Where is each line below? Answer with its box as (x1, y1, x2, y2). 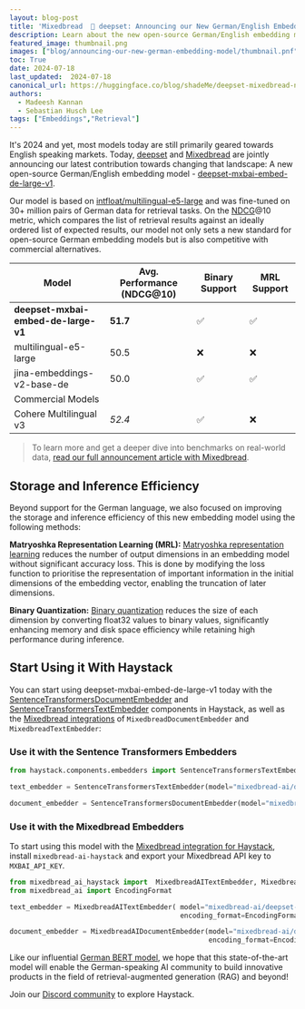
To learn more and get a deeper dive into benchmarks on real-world (31, 442, 286, 454)
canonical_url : (9, 81, 67, 90)
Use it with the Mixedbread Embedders (9, 820, 184, 833)
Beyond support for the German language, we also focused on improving (9, 502, 282, 513)
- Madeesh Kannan (17, 97, 84, 107)
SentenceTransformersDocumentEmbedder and (9, 693, 189, 704)
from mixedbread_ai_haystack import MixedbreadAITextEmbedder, (9, 877, 258, 887)
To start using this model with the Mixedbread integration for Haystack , (9, 840, 275, 851)
